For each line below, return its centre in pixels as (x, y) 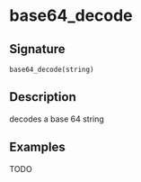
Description (43, 97)
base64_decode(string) (52, 69)
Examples (37, 147)
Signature (37, 49)
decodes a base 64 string (57, 119)
